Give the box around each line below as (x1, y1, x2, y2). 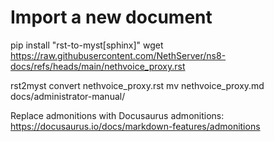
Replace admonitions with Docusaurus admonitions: (10, 109, 225, 121)
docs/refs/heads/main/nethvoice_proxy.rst (10, 60, 186, 72)
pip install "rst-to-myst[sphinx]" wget (10, 39, 164, 51)
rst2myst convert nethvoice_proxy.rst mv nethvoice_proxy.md (10, 79, 265, 91)
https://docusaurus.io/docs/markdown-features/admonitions (10, 120, 261, 132)
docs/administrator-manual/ (10, 90, 126, 102)
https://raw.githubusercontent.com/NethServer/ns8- (10, 49, 227, 61)
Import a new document (10, 6, 213, 29)
